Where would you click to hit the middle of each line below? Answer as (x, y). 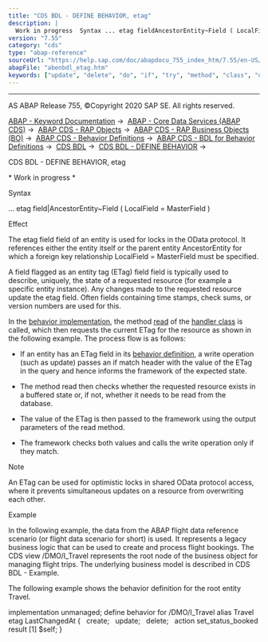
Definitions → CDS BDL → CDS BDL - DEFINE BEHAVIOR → (107, 146)
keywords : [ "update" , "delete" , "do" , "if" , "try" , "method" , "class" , (130, 75)
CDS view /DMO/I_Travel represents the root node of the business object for (133, 556)
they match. (39, 451)
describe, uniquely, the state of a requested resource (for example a (120, 280)
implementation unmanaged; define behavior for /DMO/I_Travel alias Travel (131, 612)
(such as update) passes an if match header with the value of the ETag (136, 362)
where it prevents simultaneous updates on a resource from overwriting (126, 490)
